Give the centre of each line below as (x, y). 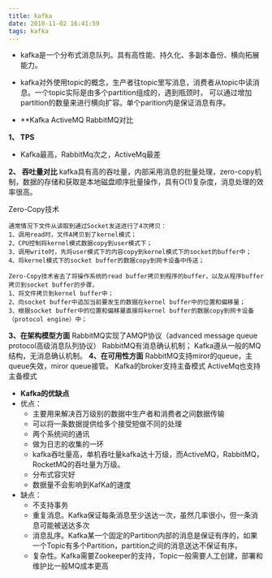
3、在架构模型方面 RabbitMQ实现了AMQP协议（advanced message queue (133, 336)
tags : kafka (28, 31)
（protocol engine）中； (48, 320)
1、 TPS (22, 137)
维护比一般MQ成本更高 (70, 566)
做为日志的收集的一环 (68, 444)
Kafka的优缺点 (45, 394)
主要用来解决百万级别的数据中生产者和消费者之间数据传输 (128, 414)
